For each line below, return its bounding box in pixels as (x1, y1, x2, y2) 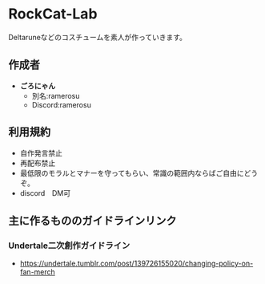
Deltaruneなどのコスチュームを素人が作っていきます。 (8, 32, 187, 42)
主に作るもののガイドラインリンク (8, 213, 177, 227)
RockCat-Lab (8, 5, 98, 23)
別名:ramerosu (31, 91, 80, 100)
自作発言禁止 (19, 148, 62, 157)
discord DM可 (19, 188, 70, 197)
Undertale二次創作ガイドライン (8, 240, 130, 251)
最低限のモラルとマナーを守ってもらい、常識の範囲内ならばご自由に (19, 168, 244, 177)
